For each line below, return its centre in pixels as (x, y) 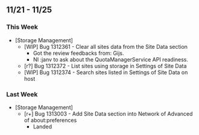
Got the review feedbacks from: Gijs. (78, 53)
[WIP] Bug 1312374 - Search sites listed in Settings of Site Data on (106, 72)
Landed (43, 127)
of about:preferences (50, 120)
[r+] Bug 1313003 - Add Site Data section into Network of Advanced (108, 113)
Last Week (22, 94)
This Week (22, 27)
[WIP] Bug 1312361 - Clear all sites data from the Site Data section (106, 46)
